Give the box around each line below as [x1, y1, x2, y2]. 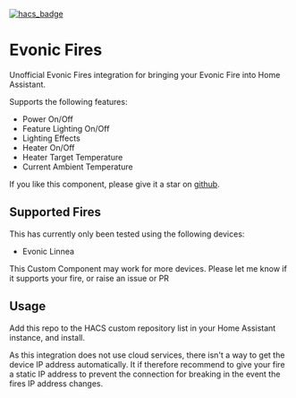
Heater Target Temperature [21, 151, 123, 162]
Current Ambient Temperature [21, 161, 133, 172]
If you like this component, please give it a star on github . [9, 178, 221, 189]
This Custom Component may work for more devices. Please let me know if [9, 263, 288, 273]
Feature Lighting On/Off [21, 123, 110, 134]
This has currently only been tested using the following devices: [9, 229, 245, 239]
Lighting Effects [21, 133, 80, 143]
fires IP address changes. [9, 377, 104, 389]
